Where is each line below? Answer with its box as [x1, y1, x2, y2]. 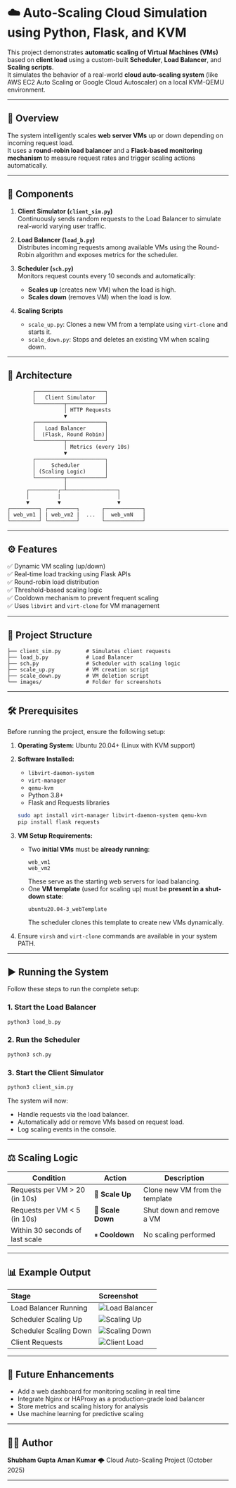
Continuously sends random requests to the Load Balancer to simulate [17, 214, 221, 223]
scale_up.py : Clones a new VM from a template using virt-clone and [27, 320, 228, 328]
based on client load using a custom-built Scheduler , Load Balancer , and [7, 55, 221, 63]
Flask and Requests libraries [27, 798, 110, 807]
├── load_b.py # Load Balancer [7, 654, 133, 661]
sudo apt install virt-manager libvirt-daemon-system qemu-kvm [17, 812, 207, 819]
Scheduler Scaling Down [11, 1325, 93, 1335]
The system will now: [7, 1096, 69, 1105]
